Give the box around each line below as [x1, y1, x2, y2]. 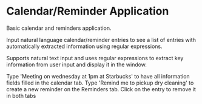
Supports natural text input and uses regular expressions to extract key [6, 54, 184, 61]
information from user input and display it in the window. [6, 61, 147, 68]
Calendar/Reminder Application [6, 4, 169, 18]
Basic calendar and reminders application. [6, 24, 112, 32]
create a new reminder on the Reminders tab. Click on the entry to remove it [6, 85, 196, 92]
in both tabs [6, 92, 36, 99]
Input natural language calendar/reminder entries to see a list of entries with [6, 36, 196, 43]
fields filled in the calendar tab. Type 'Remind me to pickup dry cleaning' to [6, 79, 194, 86]
